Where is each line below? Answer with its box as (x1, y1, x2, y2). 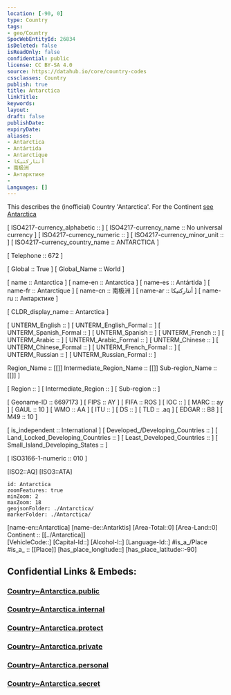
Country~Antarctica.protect (7, 623, 104, 633)
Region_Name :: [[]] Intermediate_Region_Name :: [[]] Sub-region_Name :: (7, 364, 217, 372)
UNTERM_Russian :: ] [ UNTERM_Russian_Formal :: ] (7, 351, 157, 359)
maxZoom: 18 (7, 499, 41, 506)
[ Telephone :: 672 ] (7, 252, 64, 260)
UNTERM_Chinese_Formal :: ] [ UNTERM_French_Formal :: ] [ (7, 343, 181, 351)
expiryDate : (7, 126, 41, 133)
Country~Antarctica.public (7, 586, 100, 595)
